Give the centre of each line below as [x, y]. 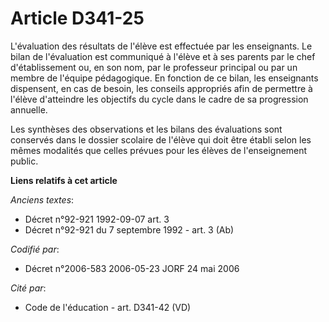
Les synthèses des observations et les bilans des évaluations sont [146, 129]
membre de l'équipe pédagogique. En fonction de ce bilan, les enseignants [164, 78]
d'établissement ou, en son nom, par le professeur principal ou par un [154, 67]
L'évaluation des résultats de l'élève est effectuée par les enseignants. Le [161, 46]
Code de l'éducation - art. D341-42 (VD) [108, 307]
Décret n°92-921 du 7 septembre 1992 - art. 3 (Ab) [129, 229]
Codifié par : [35, 249]
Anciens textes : [42, 199]
